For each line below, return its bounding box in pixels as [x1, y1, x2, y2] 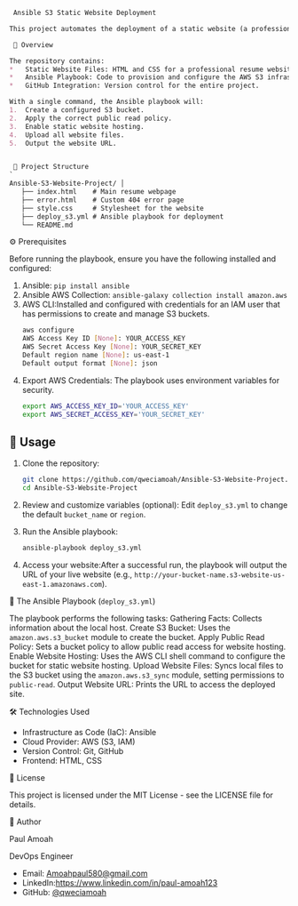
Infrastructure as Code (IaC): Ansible [21, 726, 157, 737]
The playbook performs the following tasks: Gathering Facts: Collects [9, 613, 263, 623]
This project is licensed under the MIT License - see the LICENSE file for [9, 790, 273, 800]
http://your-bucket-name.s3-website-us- [134, 570, 286, 580]
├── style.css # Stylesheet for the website [20, 204, 204, 212]
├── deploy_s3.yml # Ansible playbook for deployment [20, 212, 224, 221]
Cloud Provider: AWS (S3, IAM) [21, 736, 136, 747]
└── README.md [20, 220, 74, 229]
